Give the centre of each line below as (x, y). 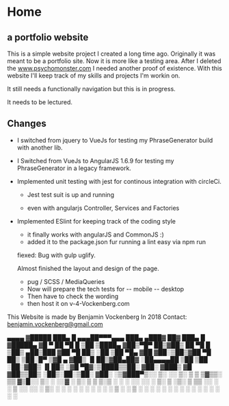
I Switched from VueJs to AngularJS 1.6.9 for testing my (95, 160)
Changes (27, 124)
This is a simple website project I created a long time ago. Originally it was (111, 53)
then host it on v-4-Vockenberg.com (78, 303)
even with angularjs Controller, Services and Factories (103, 208)
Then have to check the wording (73, 296)
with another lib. (40, 147)
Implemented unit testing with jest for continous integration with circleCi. (119, 181)
